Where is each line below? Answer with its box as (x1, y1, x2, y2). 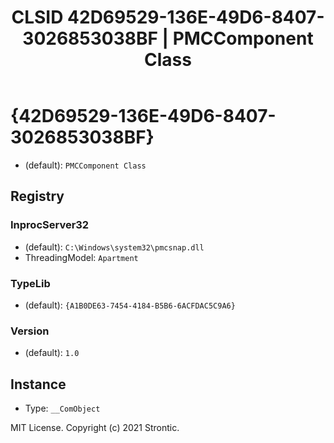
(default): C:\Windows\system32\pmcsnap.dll (24, 241, 205, 253)
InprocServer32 (10, 218, 90, 232)
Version (10, 324, 50, 338)
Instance (10, 376, 67, 393)
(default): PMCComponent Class (24, 159, 147, 171)
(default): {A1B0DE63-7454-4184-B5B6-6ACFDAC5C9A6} (24, 299, 236, 311)
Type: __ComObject (24, 402, 101, 415)
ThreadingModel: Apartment (24, 251, 139, 263)
